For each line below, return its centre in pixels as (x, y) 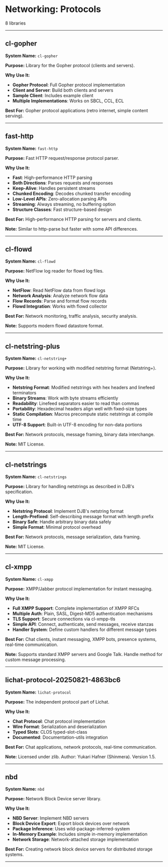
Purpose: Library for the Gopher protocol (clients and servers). (70, 65)
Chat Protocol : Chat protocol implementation (59, 721)
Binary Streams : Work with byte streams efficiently (65, 398)
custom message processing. (35, 660)
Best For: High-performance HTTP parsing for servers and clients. (74, 219)
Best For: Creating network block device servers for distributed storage (79, 849)
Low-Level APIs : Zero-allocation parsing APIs (60, 198)
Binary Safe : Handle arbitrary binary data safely (62, 522)
